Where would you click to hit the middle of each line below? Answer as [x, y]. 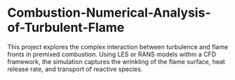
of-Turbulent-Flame [66, 27]
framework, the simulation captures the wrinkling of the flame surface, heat [116, 61]
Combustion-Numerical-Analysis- [109, 13]
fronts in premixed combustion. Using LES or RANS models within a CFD [112, 54]
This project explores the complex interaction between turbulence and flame [118, 47]
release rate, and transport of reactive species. [75, 69]
